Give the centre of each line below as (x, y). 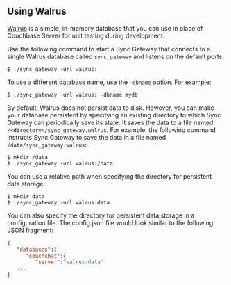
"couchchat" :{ (46, 256)
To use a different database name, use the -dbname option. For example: (109, 82)
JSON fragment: (31, 230)
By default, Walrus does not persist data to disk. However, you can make (111, 108)
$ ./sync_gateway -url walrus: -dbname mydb (72, 95)
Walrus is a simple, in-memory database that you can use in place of (105, 28)
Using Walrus (37, 11)
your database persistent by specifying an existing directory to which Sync (114, 115)
